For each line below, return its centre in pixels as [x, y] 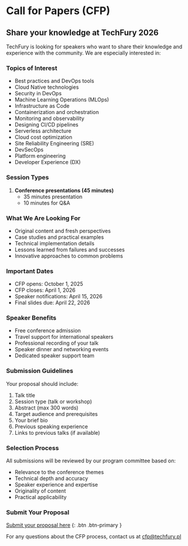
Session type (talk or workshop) [53, 401]
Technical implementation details [55, 243]
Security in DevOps [38, 94]
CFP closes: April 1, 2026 [45, 290]
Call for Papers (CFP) [58, 11]
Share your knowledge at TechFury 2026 [82, 33]
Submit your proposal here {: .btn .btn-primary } [64, 525]
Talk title [25, 395]
